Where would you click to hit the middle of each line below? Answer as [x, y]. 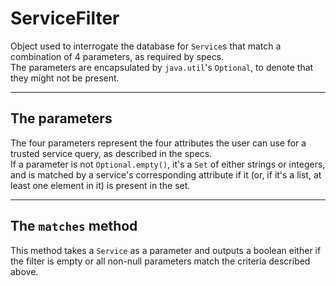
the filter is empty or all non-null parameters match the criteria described [160, 261]
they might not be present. [65, 78]
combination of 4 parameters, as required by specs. [117, 56]
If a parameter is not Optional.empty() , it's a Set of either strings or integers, [168, 164]
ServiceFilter [65, 18]
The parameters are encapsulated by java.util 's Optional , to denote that [162, 67]
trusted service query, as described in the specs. [111, 153]
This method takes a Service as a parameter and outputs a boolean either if [166, 250]
